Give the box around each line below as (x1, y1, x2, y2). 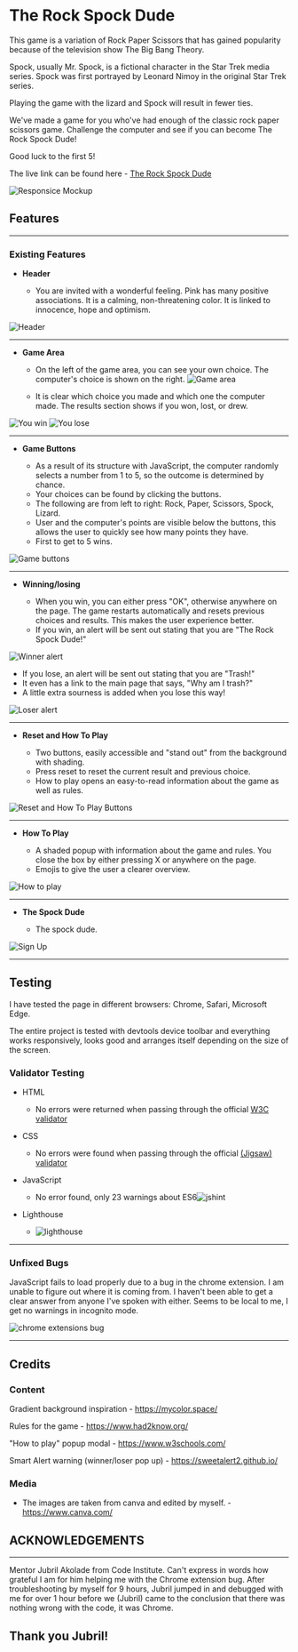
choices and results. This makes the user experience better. (35, 615, 255, 626)
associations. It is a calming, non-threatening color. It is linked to (35, 295, 271, 306)
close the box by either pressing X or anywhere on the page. (35, 854, 257, 865)
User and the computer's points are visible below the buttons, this (35, 517, 277, 528)
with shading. (35, 757, 85, 767)
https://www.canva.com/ (21, 1507, 114, 1518)
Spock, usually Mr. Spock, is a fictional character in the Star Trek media (9, 61, 271, 72)
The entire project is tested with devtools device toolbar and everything (9, 1025, 271, 1036)
